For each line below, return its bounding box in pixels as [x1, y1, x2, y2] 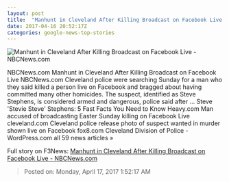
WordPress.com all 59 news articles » [7, 134, 114, 142]
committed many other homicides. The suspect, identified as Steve [7, 90, 197, 99]
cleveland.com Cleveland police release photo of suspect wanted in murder [7, 119, 221, 127]
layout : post [7, 10, 45, 17]
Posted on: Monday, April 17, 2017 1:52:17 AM [23, 168, 151, 176]
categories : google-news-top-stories [7, 29, 115, 36]
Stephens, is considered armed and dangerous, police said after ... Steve [7, 97, 213, 106]
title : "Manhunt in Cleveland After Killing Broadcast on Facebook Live [7, 16, 223, 23]
